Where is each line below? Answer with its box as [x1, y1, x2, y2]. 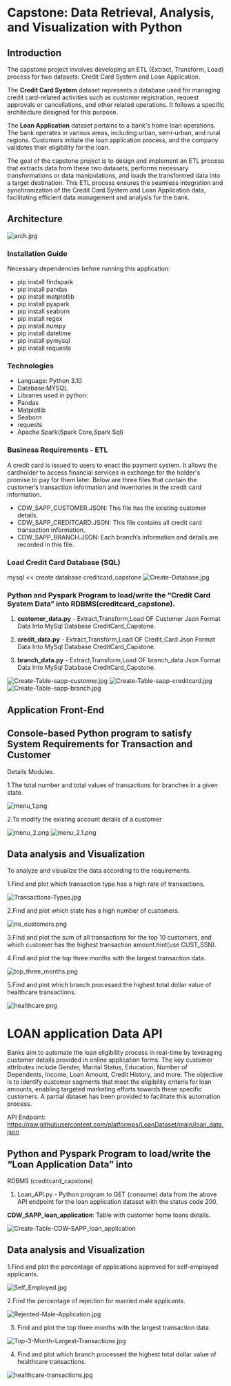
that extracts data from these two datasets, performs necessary [7, 164, 189, 172]
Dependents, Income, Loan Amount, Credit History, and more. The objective [7, 1071, 223, 1079]
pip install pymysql [17, 337, 70, 345]
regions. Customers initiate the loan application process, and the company [7, 136, 219, 144]
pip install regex [17, 315, 63, 323]
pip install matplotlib [17, 293, 74, 301]
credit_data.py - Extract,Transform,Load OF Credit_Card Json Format [17, 635, 216, 644]
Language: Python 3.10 [17, 377, 83, 385]
